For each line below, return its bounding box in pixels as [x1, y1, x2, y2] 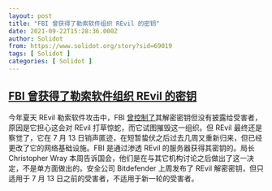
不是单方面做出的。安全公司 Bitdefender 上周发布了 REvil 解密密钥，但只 [22, 163, 264, 173]
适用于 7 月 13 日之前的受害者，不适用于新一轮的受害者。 [8, 173, 199, 183]
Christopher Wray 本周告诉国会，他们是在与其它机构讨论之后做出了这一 [8, 153, 248, 163]
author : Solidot [8, 34, 63, 43]
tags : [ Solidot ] [8, 50, 71, 58]
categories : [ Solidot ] [8, 58, 93, 66]
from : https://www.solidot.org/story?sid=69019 [8, 42, 173, 50]
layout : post [8, 11, 53, 20]
